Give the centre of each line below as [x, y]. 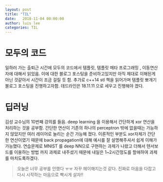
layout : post [18, 9]
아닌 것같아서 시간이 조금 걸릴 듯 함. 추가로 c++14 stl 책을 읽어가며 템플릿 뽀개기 [81, 80]
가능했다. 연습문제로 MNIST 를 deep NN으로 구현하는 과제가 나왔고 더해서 [75, 146]
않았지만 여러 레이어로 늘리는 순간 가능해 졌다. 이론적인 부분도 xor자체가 [78, 134]
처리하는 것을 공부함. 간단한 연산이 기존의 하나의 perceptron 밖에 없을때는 [75, 128]
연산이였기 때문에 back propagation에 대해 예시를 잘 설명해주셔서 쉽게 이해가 [83, 140]
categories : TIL [21, 28]
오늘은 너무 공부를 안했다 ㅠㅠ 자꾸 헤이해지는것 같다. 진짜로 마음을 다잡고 [86, 169]
